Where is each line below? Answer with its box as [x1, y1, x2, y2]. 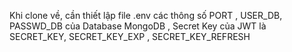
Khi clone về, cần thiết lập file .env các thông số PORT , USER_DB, [9, 10, 283, 21]
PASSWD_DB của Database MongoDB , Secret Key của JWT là [9, 20, 267, 32]
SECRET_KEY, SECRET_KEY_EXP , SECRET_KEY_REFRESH [9, 31, 251, 42]
